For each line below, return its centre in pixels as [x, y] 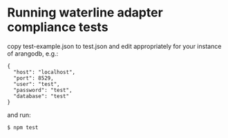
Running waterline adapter [85, 13]
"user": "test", [37, 84]
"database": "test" [41, 96]
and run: [19, 115]
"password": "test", [43, 90]
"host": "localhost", [45, 72]
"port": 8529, [34, 78]
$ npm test [23, 127]
